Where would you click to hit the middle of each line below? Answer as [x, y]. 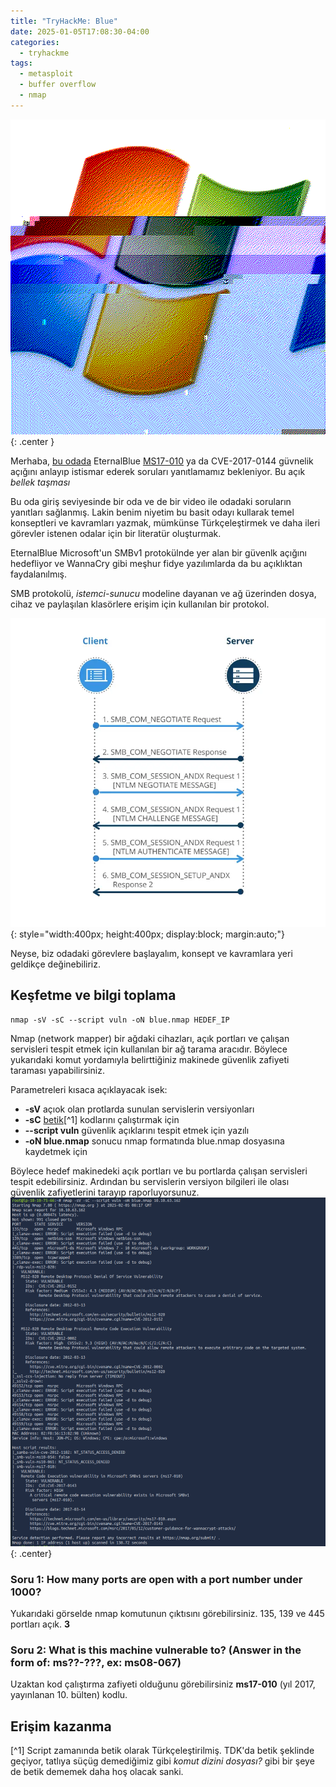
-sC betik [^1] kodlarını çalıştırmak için [102, 1120]
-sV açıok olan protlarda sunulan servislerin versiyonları [139, 1109]
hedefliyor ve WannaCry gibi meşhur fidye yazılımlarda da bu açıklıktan [156, 563]
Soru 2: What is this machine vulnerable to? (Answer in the [156, 1650]
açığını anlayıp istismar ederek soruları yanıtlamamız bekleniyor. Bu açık [158, 471]
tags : [21, 63]
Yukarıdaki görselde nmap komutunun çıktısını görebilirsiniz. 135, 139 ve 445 [167, 1614]
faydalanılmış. [39, 574]
